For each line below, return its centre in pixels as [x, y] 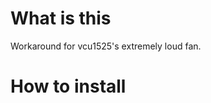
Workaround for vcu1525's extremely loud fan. [106, 46]
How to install [68, 86]
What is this [61, 18]
